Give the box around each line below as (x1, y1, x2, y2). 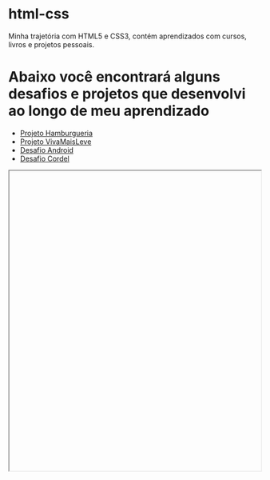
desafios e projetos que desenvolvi (8, 85, 246, 103)
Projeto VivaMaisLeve (19, 137, 92, 146)
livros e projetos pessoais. (8, 39, 94, 49)
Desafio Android (19, 145, 74, 154)
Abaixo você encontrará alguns (8, 68, 221, 86)
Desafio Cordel (19, 154, 70, 163)
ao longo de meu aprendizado (8, 102, 210, 120)
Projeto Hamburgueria (19, 128, 93, 138)
